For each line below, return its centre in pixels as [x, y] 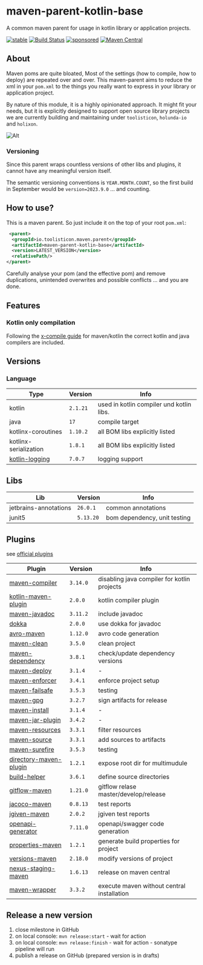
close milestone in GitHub [47, 929]
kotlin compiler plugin [129, 600]
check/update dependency [137, 653]
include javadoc [121, 614]
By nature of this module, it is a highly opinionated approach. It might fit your [101, 104]
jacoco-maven [30, 804]
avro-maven [27, 633]
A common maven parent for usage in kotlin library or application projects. [99, 28]
